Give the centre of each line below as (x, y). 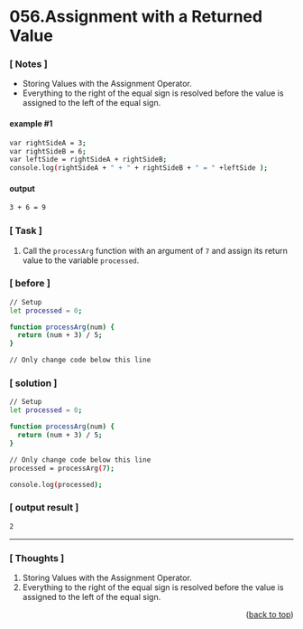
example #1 (31, 124)
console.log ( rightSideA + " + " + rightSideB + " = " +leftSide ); (139, 168)
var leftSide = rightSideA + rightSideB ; (88, 160)
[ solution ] (33, 383)
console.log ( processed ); (56, 484)
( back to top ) (270, 614)
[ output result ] (44, 508)
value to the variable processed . (81, 260)
